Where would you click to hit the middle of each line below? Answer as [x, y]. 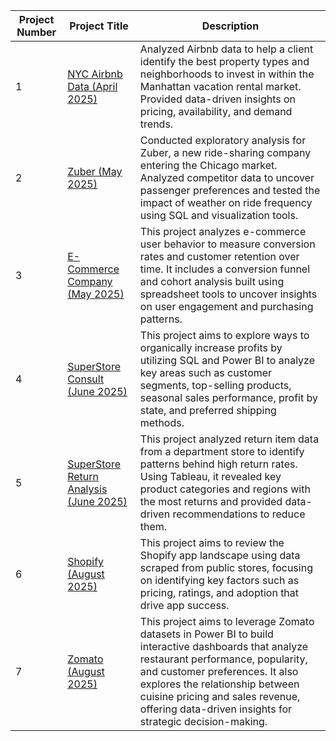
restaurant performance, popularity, [223, 659]
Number [36, 32]
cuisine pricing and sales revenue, [220, 696]
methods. [162, 422]
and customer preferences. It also [219, 671]
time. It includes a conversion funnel [225, 269]
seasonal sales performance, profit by [228, 397]
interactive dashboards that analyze [224, 646]
